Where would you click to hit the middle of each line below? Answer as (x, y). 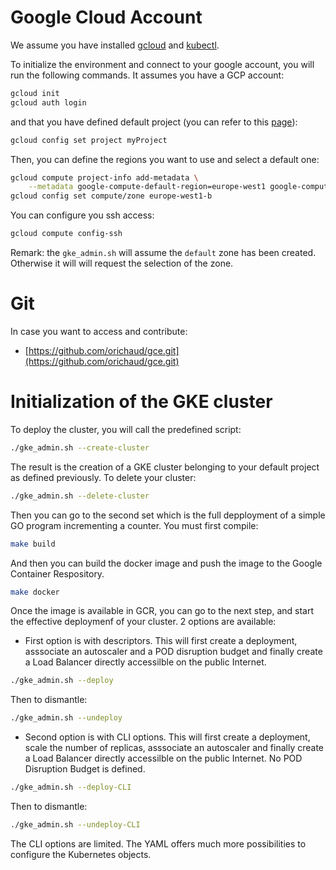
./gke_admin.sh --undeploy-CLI (75, 825)
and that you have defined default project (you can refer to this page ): (154, 122)
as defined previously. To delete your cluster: (103, 477)
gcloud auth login (48, 102)
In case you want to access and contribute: (99, 331)
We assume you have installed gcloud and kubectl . (115, 45)
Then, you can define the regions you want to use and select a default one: (165, 159)
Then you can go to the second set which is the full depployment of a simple (168, 515)
